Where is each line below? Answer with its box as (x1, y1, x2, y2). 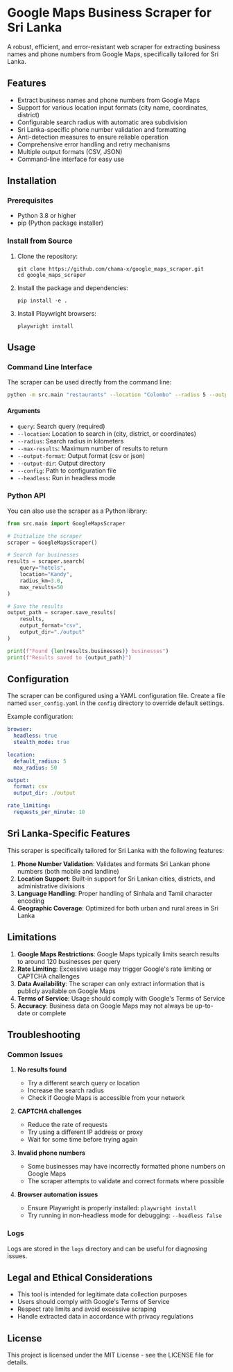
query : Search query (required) (17, 422, 105, 430)
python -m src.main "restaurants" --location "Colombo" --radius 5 (7, 391, 207, 398)
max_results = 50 (19, 584, 64, 591)
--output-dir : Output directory (17, 459, 105, 467)
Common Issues (7, 1049, 64, 1059)
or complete (31, 1008, 67, 1017)
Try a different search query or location (27, 1079, 140, 1087)
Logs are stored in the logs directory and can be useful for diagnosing (7, 1244, 207, 1253)
